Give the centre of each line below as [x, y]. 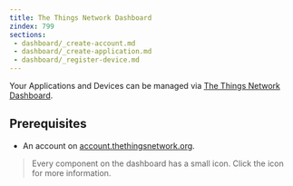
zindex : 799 [32, 26]
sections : [28, 34]
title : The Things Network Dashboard [81, 18]
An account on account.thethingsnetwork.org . [108, 145]
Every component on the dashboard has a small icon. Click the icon [157, 163]
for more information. [71, 172]
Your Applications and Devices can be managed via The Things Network [145, 86]
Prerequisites [48, 124]
